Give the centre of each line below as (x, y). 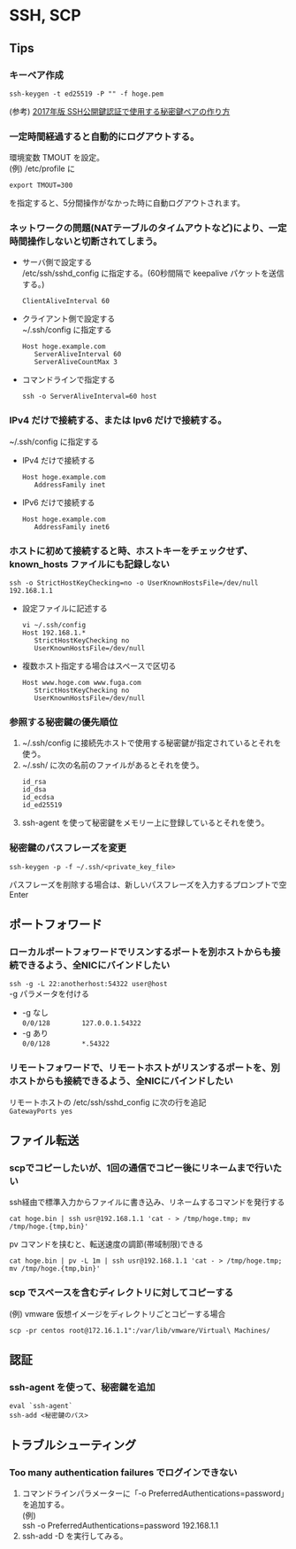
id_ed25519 (42, 806)
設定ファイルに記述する (65, 609)
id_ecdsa (38, 798)
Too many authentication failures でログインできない (123, 1472)
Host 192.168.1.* (54, 633)
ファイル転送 (44, 1141)
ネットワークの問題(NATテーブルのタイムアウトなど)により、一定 (148, 229)
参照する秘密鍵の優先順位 (64, 721)
